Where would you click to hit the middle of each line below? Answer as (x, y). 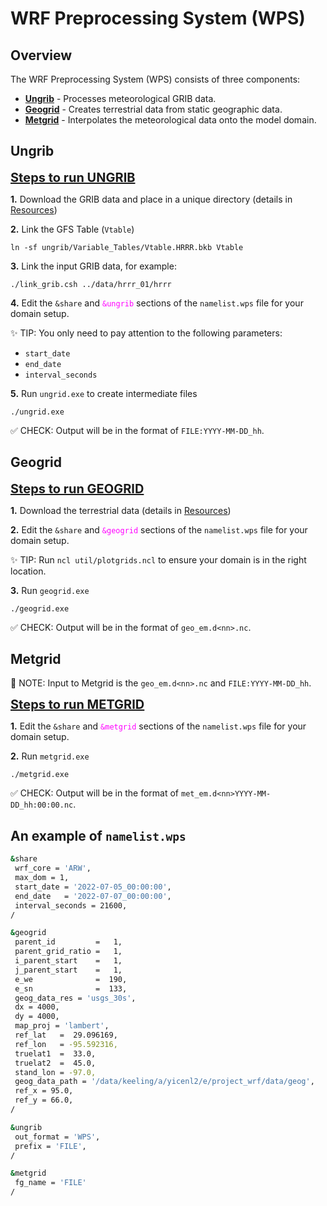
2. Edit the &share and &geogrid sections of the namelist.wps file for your (159, 529)
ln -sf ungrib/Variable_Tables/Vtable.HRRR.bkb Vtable (127, 247)
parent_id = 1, (68, 942)
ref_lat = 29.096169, (66, 1035)
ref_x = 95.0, (44, 1091)
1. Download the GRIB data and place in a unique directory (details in (151, 199)
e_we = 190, (71, 979)
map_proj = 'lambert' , (62, 1026)
